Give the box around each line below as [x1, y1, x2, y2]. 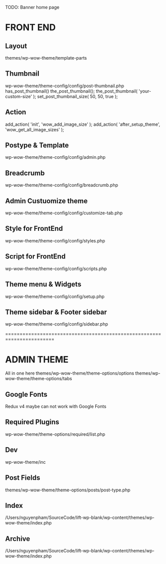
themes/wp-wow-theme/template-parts [5, 55, 87, 61]
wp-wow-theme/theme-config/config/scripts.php [5, 265, 107, 271]
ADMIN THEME [5, 354, 69, 365]
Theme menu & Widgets [5, 280, 81, 289]
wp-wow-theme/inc [5, 459, 46, 465]
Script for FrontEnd [5, 252, 66, 261]
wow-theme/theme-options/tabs [5, 376, 72, 382]
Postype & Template [5, 141, 69, 150]
